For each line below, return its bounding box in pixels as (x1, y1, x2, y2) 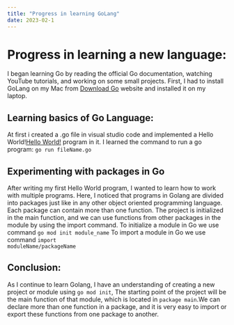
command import (7, 236, 57, 244)
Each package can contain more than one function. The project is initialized (7, 206, 224, 214)
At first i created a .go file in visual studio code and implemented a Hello (7, 130, 214, 139)
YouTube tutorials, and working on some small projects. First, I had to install (7, 77, 224, 86)
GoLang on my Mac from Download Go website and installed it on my (7, 84, 206, 93)
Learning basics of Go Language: (7, 112, 155, 124)
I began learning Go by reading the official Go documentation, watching (7, 70, 212, 78)
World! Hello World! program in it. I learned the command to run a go (7, 138, 202, 146)
